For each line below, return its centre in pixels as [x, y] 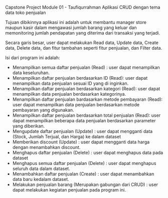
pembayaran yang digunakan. [43, 110]
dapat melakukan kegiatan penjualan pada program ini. [69, 190]
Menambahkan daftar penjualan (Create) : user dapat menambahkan [83, 174]
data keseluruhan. [31, 73]
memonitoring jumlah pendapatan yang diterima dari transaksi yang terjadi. [83, 33]
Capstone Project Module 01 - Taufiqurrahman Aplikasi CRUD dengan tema [83, 7]
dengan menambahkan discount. [46, 147]
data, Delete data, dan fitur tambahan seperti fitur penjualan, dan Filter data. [84, 48]
